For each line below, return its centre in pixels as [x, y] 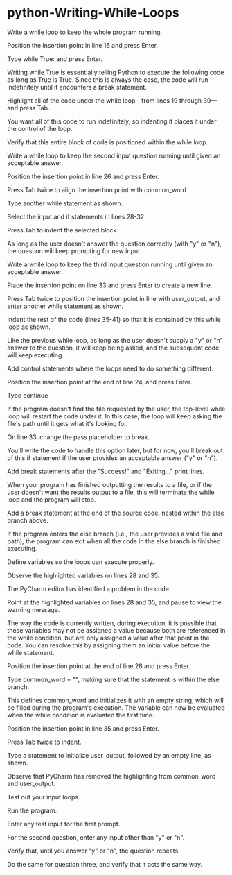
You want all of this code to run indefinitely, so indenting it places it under [112, 121]
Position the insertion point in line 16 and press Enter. [82, 45]
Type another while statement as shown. [65, 203]
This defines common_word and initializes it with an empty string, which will [115, 700]
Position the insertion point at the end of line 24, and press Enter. [100, 382]
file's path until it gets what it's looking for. [68, 423]
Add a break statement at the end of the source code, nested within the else [116, 513]
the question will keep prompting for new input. [74, 250]
